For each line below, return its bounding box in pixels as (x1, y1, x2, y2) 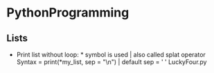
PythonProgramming (6, 5, 130, 21)
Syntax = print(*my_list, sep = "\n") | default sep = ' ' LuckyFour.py (16, 58, 207, 66)
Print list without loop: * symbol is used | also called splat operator (16, 50, 206, 59)
